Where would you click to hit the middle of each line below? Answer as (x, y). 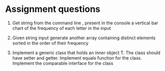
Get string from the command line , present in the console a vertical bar (85, 23)
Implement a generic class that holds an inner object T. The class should (86, 53)
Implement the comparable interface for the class (63, 63)
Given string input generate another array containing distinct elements (84, 38)
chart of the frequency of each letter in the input (62, 28)
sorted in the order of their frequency (50, 43)
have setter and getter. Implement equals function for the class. (77, 58)
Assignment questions (53, 9)
